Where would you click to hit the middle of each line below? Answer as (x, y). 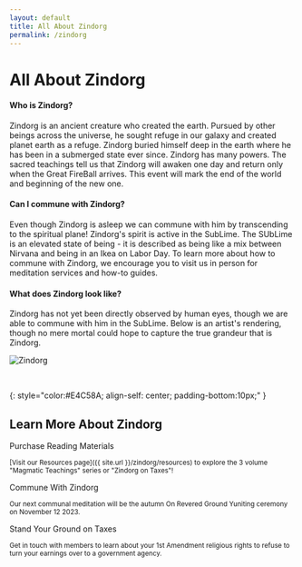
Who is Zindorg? (41, 105)
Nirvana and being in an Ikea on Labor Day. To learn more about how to (142, 253)
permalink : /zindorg (49, 35)
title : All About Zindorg (58, 26)
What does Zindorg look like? (66, 293)
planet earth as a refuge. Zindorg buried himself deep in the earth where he (151, 144)
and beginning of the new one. (67, 184)
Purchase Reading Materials (62, 445)
